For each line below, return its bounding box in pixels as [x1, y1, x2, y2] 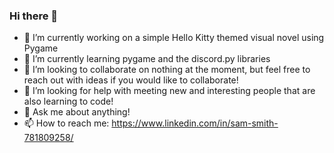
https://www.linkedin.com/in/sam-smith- [111, 117, 279, 129]
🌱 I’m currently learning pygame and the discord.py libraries [23, 53, 271, 65]
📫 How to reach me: [23, 117, 110, 129]
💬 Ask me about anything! [23, 106, 131, 118]
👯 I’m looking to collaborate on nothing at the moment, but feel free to [23, 64, 311, 76]
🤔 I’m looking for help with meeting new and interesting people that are [23, 85, 316, 97]
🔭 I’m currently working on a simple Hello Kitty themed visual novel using [23, 32, 325, 44]
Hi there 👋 [9, 9, 59, 23]
